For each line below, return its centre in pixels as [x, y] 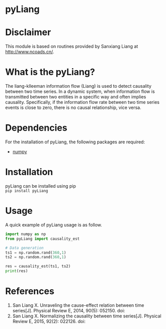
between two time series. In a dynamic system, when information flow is [80, 91]
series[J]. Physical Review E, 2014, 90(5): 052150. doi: [69, 310]
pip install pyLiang [27, 191]
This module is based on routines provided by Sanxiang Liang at [72, 46]
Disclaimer [28, 33]
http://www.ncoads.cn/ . [30, 52]
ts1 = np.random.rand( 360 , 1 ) [36, 253]
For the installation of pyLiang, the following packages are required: [75, 142]
